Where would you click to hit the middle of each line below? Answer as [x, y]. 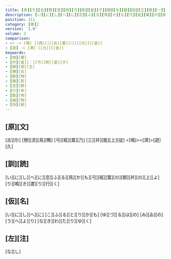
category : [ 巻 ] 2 [22, 24]
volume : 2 [16, 34]
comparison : [18, 39]
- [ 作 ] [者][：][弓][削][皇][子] [37, 62]
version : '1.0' [21, 29]
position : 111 [20, 19]
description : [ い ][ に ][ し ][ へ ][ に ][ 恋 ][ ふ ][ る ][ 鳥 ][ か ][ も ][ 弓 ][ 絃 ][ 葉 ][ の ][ [84, 15]
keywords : [16, 53]
